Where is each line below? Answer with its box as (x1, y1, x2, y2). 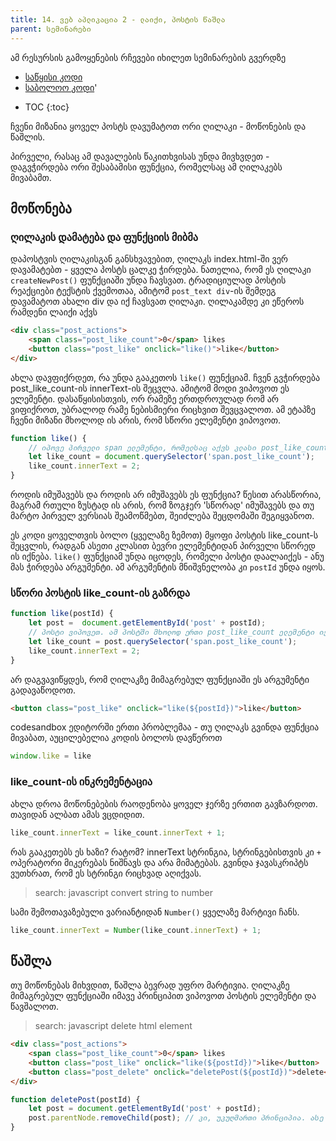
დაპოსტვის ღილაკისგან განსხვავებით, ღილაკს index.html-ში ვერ (10, 253, 288, 265)
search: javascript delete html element (34, 1020, 193, 1032)
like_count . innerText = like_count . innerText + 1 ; (10, 827, 226, 838)
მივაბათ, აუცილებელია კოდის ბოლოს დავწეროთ (10, 732, 223, 744)
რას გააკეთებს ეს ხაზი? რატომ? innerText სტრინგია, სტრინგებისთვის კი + (10, 846, 322, 858)
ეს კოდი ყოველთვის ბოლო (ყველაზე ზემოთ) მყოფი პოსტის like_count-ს (10, 529, 319, 541)
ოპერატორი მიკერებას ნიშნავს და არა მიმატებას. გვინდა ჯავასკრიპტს (10, 856, 309, 868)
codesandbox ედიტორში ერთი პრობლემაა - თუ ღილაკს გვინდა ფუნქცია (10, 721, 320, 733)
